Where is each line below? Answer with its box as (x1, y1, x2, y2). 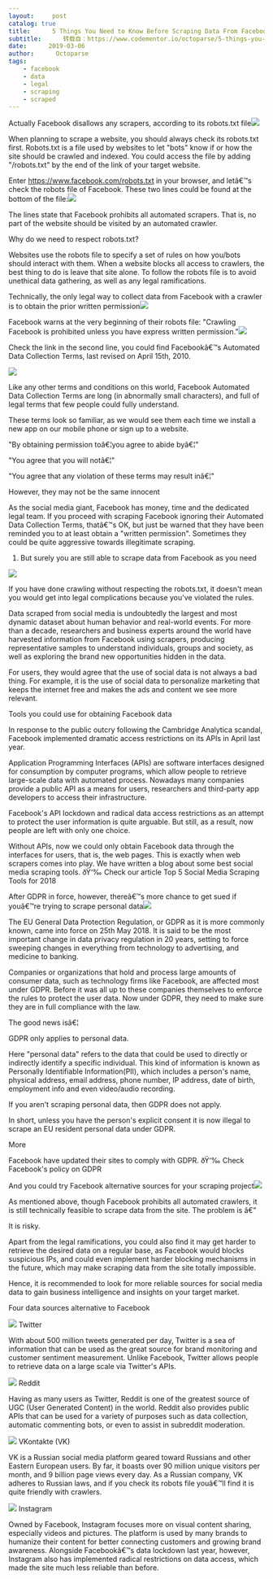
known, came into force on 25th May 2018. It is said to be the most (8, 926, 232, 936)
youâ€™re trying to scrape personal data (8, 901, 144, 911)
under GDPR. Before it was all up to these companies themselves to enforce (8, 985, 262, 995)
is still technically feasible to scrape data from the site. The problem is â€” (8, 1206, 257, 1215)
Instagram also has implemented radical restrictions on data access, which (8, 1555, 258, 1564)
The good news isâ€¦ (8, 1018, 80, 1027)
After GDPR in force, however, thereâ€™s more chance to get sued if (8, 892, 237, 901)
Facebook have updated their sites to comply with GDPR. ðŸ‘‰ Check (8, 1156, 245, 1166)
